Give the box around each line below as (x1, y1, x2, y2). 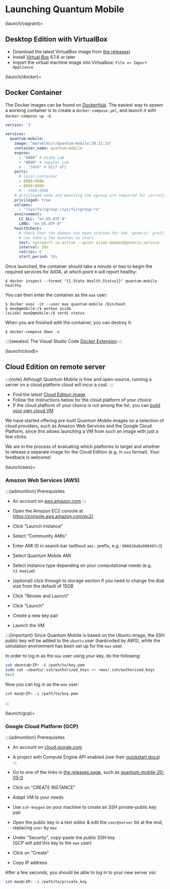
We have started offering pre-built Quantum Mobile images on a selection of (5, 417, 164, 423)
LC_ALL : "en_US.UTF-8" (18, 217, 67, 222)
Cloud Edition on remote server (5, 363, 106, 371)
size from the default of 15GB (12, 583, 74, 589)
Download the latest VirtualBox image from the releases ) (12, 48, 131, 54)
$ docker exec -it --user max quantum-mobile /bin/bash (5, 302, 125, 307)
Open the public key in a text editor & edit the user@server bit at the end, (12, 819, 163, 825)
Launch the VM (12, 623, 45, 629)
